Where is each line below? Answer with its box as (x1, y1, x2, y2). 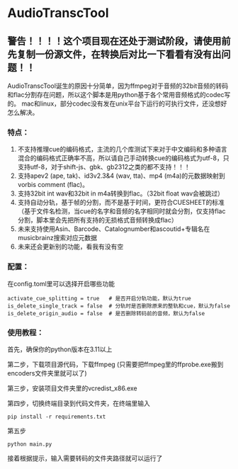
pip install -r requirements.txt (7, 413, 106, 420)
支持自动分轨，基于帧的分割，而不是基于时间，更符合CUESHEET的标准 (17, 198, 225, 207)
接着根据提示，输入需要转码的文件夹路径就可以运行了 (7, 453, 163, 462)
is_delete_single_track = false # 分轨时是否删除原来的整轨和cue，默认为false (7, 303, 230, 310)
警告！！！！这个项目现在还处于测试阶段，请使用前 (7, 35, 231, 47)
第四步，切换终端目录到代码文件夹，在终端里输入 (7, 399, 150, 407)
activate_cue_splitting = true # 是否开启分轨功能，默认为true (7, 295, 191, 302)
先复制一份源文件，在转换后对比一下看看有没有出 (7, 48, 222, 60)
